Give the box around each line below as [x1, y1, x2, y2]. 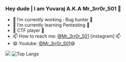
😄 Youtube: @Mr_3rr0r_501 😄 [12, 41, 75, 47]
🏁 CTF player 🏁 [12, 27, 45, 34]
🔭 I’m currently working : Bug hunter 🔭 [12, 17, 93, 23]
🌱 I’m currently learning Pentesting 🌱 [12, 22, 90, 28]
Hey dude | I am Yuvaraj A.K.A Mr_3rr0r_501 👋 [5, 5, 121, 12]
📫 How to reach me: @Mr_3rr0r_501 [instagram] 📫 [12, 33, 121, 39]
